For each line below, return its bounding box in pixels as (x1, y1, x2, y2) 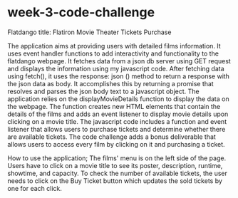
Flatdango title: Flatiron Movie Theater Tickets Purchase (7, 28, 172, 36)
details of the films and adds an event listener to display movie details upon (7, 110, 229, 118)
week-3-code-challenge (7, 4, 155, 21)
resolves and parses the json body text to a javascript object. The (7, 87, 200, 95)
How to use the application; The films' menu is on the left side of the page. (7, 154, 227, 162)
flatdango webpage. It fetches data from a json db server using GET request (7, 56, 232, 65)
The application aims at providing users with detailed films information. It (7, 41, 221, 50)
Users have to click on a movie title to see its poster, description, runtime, (7, 161, 223, 170)
